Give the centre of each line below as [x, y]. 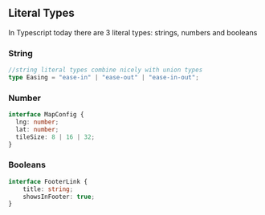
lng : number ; [37, 122]
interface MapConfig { [46, 115]
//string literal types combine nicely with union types [106, 70]
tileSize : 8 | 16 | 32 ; [55, 137]
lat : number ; [37, 129]
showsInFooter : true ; [59, 197]
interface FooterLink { [48, 181]
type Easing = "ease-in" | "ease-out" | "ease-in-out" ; [104, 77]
